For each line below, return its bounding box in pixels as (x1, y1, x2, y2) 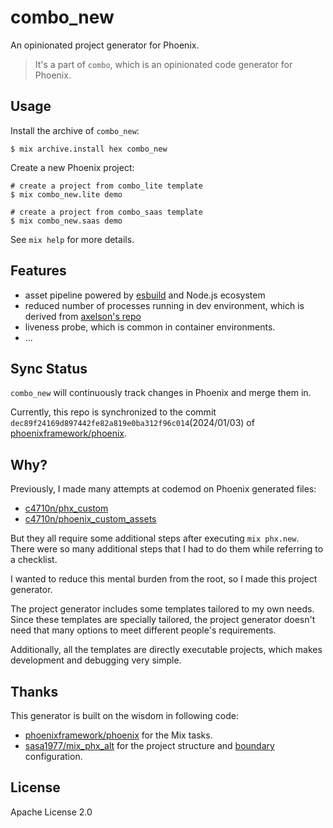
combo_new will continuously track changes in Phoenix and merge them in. (10, 387, 312, 399)
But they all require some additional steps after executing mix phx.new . (10, 532, 300, 545)
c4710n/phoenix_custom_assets (24, 513, 157, 525)
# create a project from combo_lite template (10, 181, 203, 191)
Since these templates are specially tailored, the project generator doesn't (10, 614, 316, 626)
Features (10, 262, 67, 280)
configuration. (24, 751, 83, 762)
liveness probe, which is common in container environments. (24, 321, 276, 333)
